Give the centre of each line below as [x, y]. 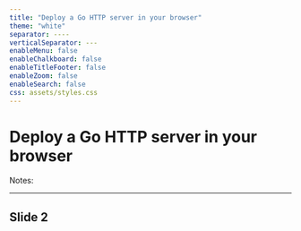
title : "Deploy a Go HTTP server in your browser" [106, 17]
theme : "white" [38, 26]
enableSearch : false [48, 84]
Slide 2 [29, 217]
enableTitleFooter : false [57, 68]
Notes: [21, 181]
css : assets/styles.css [54, 92]
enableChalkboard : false [56, 59]
